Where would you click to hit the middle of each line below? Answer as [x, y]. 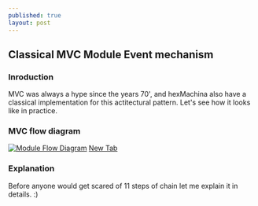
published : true [35, 15]
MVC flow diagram [44, 131]
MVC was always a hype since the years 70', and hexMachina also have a [127, 94]
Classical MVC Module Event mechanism [111, 55]
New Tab [103, 148]
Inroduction [31, 77]
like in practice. [33, 111]
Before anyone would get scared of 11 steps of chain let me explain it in [123, 186]
